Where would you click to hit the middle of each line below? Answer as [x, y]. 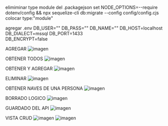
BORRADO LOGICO [26, 98]
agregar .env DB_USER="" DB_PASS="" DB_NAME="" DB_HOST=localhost [84, 28]
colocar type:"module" [29, 18]
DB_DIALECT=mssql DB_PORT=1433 [44, 33]
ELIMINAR [16, 78]
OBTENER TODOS [24, 59]
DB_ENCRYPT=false [27, 39]
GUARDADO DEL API [27, 108]
